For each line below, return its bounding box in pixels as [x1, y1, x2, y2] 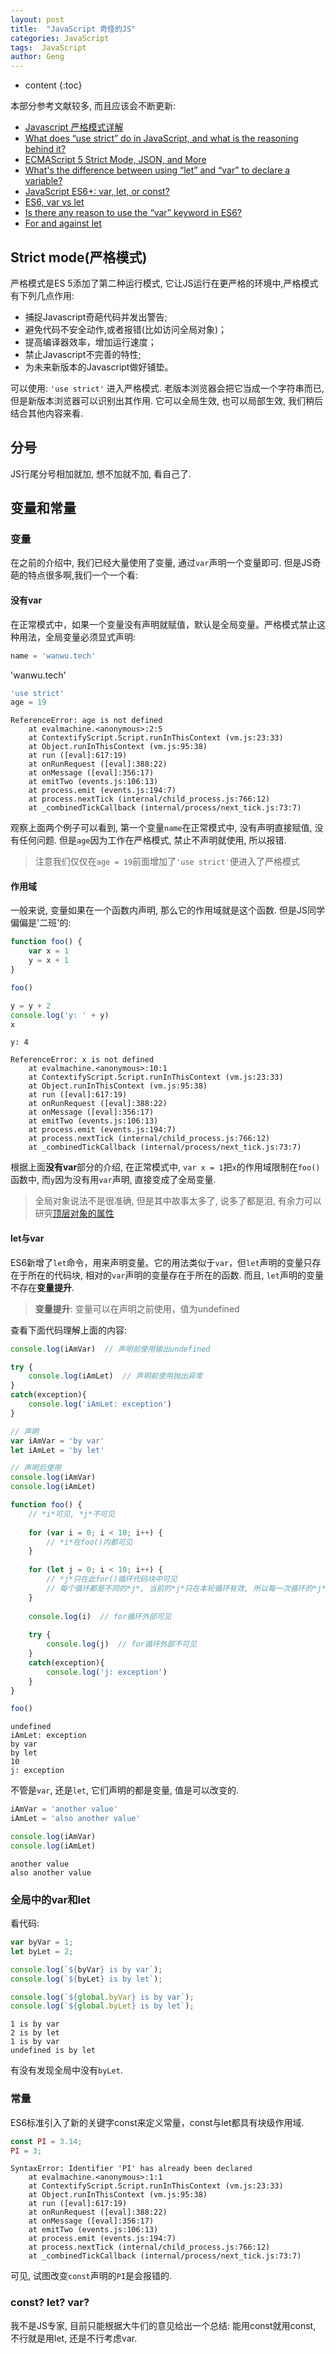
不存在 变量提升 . [10, 1281, 75, 1293]
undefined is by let [10, 2046, 97, 2056]
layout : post [10, 14, 65, 25]
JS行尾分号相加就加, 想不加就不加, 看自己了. [10, 467, 192, 480]
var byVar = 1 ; [10, 1937, 74, 1948]
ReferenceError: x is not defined [10, 1055, 155, 1065]
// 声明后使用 [10, 1463, 62, 1473]
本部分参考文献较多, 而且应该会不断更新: [10, 100, 177, 112]
